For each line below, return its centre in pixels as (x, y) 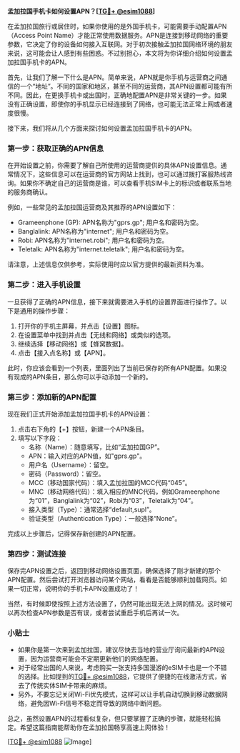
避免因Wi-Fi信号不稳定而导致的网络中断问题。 (98, 704)
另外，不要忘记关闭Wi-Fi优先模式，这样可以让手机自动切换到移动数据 (120, 694)
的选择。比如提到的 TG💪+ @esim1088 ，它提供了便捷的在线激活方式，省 (122, 677)
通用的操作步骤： (45, 311)
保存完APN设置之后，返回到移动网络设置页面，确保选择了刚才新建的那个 (114, 571)
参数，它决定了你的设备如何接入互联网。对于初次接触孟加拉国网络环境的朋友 (120, 44)
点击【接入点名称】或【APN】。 (63, 352)
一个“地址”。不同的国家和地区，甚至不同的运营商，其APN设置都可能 (120, 86)
